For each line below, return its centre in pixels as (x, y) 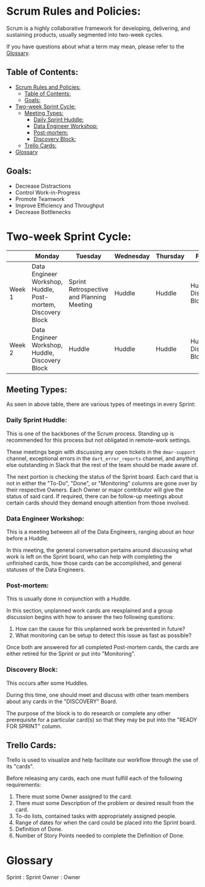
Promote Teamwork (40, 199)
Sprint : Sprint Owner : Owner (43, 877)
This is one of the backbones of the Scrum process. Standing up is (90, 433)
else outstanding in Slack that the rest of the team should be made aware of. (102, 465)
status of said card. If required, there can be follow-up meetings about (95, 496)
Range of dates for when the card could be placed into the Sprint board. (106, 823)
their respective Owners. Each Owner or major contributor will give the (95, 490)
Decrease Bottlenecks (43, 212)
